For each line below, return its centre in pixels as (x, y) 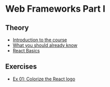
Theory (17, 28)
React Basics (26, 51)
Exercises (21, 67)
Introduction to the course (40, 40)
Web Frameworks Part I (55, 9)
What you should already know (45, 45)
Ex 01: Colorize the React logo (44, 79)
